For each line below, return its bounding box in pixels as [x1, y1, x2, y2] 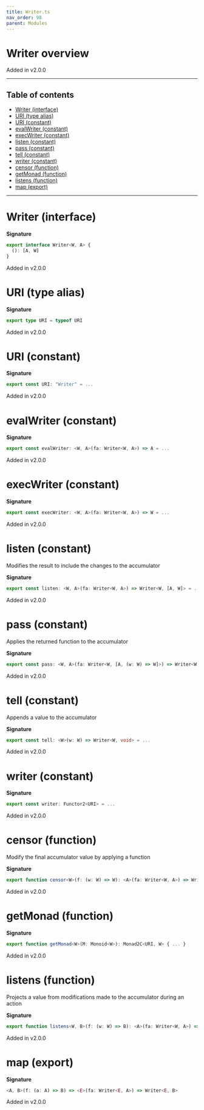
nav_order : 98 [6, 15, 42, 21]
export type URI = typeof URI [6, 317, 83, 324]
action [6, 999, 22, 1007]
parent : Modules [6, 20, 47, 26]
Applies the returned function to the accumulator [6, 638, 129, 645]
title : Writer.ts [6, 9, 50, 15]
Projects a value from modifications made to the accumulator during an [6, 993, 184, 1001]
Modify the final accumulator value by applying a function [6, 854, 151, 861]
